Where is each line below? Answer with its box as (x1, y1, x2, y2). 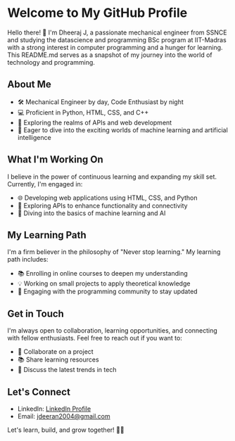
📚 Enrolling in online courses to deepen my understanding (17, 269, 188, 278)
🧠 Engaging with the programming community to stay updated (17, 287, 198, 296)
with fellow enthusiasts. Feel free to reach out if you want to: (7, 334, 183, 343)
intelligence (17, 133, 51, 141)
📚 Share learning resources (17, 355, 100, 364)
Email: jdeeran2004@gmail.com (17, 412, 110, 420)
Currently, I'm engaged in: (7, 179, 83, 188)
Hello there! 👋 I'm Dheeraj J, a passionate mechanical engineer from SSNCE (7, 28, 227, 37)
